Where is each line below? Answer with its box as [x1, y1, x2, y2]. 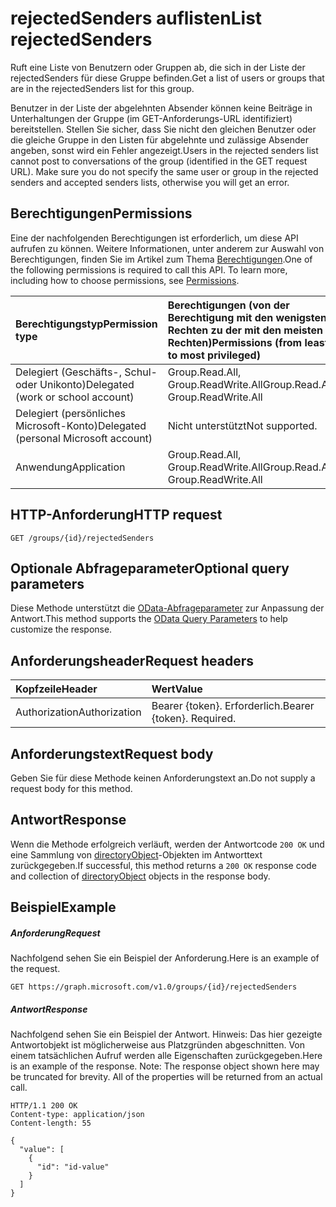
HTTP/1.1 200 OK [10, 1101, 78, 1111]
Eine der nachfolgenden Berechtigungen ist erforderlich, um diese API [10, 232, 299, 244]
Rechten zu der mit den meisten [167, 323, 323, 337]
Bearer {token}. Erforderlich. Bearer [151, 699, 315, 713]
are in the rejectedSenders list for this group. [10, 82, 195, 94]
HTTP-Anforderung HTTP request [10, 507, 223, 524]
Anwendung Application [15, 460, 126, 474]
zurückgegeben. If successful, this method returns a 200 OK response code [10, 859, 317, 871]
